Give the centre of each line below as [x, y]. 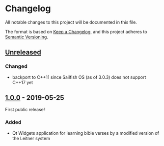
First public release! [25, 110]
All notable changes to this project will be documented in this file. [71, 22]
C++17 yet [23, 82]
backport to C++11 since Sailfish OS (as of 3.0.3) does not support [79, 77]
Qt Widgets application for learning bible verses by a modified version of [86, 133]
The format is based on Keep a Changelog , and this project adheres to [76, 31]
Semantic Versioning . [27, 37]
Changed [16, 66]
